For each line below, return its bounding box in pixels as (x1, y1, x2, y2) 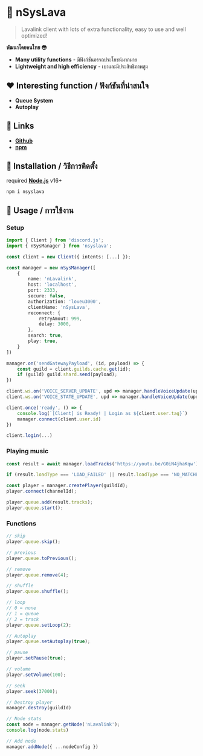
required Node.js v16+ (6, 177, 62, 184)
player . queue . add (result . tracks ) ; (6, 499, 94, 505)
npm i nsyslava (6, 189, 45, 195)
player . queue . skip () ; (6, 539, 61, 545)
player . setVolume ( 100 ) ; (6, 672, 66, 678)
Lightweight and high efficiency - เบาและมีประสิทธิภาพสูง (14, 62, 148, 70)
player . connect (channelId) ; (6, 488, 77, 494)
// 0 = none (6, 605, 36, 612)
